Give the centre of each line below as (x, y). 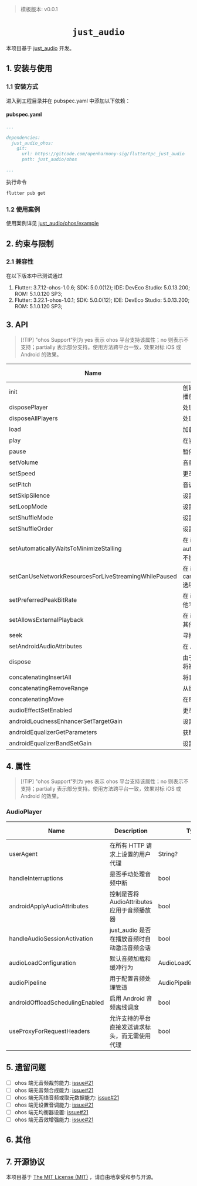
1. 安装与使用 (29, 69)
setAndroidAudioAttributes (45, 646)
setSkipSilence (29, 495)
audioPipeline (28, 982)
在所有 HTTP (127, 845)
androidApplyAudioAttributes (49, 906)
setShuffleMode (31, 517)
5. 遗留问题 (26, 1067)
